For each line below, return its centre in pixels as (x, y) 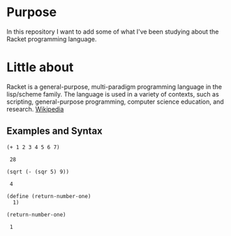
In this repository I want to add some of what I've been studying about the (113, 32)
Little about (40, 68)
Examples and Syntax (54, 131)
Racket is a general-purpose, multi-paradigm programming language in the (114, 86)
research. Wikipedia (35, 109)
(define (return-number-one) (49, 196)
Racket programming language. (52, 39)
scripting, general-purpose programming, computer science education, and (115, 102)
